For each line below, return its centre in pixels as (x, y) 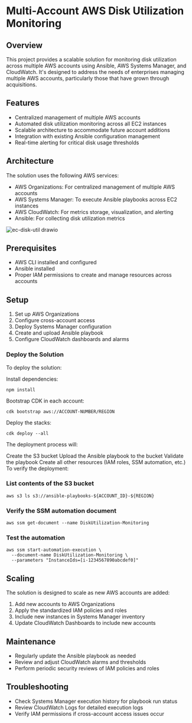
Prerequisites (31, 249)
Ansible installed (35, 269)
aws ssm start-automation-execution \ (54, 550)
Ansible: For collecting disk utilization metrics (70, 218)
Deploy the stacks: (29, 422)
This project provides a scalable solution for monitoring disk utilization (92, 59)
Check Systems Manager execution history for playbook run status (96, 701)
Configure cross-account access (55, 320)
